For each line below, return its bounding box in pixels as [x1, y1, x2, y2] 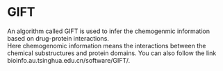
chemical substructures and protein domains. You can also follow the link [7, 49, 217, 57]
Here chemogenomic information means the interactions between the [7, 41, 206, 50]
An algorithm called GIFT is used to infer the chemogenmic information [7, 27, 210, 35]
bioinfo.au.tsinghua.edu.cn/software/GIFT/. [7, 56, 131, 64]
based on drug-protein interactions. [7, 34, 110, 42]
